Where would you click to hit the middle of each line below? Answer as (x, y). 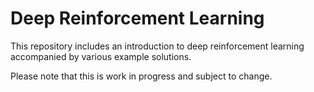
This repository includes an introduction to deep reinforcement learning (157, 46)
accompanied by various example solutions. (101, 56)
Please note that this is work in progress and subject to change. (141, 76)
